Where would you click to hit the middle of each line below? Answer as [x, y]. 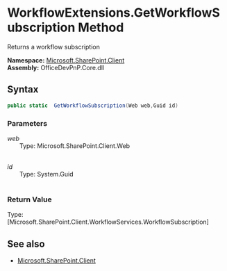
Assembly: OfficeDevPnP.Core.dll [56, 67]
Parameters [27, 123]
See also [26, 244]
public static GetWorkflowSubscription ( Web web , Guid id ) [93, 106]
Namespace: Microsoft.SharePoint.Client [66, 60]
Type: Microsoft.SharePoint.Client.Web [75, 146]
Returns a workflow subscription [54, 47]
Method [101, 27]
